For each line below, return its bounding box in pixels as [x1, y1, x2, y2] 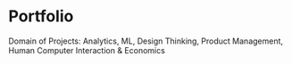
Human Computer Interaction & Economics [8, 44, 166, 55]
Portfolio [8, 6, 74, 27]
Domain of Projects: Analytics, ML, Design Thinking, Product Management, [8, 36, 283, 46]
